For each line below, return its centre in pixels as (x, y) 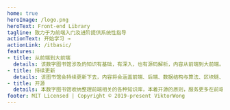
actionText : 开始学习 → (39, 39)
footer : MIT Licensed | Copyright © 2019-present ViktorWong (96, 96)
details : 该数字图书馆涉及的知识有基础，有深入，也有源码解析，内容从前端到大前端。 (119, 64)
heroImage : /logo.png (38, 20)
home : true (23, 13)
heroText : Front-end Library (49, 26)
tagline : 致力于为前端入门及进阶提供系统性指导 (67, 32)
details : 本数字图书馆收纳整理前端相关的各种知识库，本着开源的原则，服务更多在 (114, 90)
